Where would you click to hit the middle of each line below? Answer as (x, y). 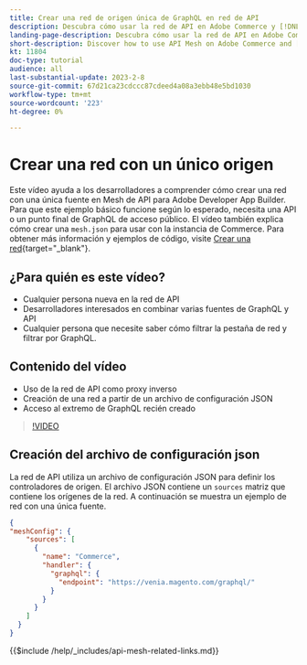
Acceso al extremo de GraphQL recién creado (109, 408)
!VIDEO (45, 425)
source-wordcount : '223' (57, 103)
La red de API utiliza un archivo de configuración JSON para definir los (143, 477)
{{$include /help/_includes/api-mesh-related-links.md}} (114, 650)
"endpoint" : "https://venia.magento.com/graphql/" (157, 582)
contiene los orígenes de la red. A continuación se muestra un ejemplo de (148, 496)
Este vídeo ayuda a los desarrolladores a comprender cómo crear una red (148, 190)
